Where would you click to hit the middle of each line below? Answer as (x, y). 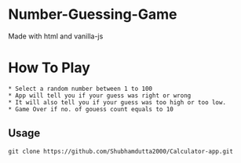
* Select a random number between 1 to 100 (80, 89)
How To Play (49, 68)
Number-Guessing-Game (93, 14)
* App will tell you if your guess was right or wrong (100, 96)
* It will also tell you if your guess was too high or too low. (117, 102)
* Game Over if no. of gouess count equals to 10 (91, 109)
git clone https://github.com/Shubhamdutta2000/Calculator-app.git (121, 151)
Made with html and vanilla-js (56, 36)
